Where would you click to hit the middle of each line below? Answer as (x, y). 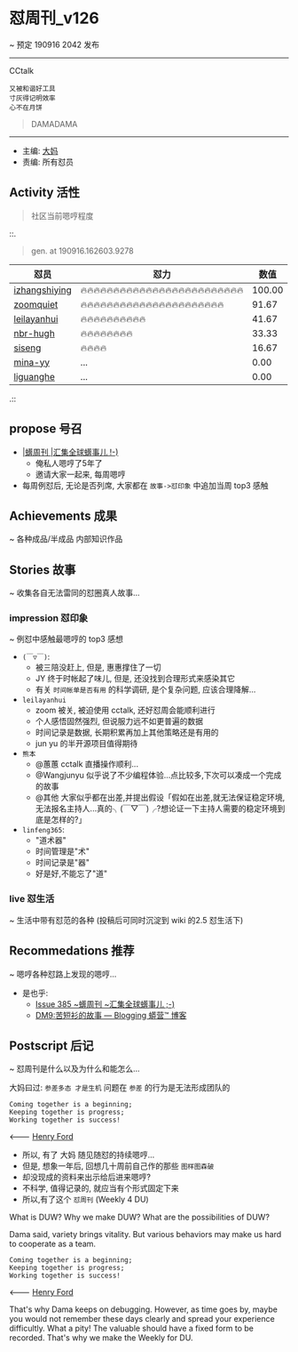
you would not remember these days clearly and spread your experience (142, 1319)
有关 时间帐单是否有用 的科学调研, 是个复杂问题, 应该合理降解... (145, 689)
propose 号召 (46, 429)
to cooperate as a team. (52, 1244)
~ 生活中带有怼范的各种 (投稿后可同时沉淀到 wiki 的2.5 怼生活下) (126, 920)
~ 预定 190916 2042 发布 (55, 44)
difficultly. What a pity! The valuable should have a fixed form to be (132, 1328)
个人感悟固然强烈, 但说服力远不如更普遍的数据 (119, 721)
